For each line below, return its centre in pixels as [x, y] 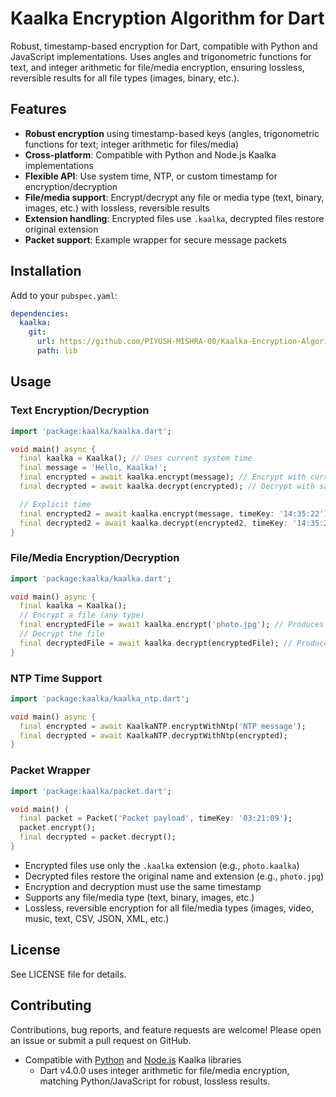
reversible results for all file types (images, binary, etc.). [125, 78]
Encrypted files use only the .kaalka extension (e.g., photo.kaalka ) [162, 865]
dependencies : [40, 313]
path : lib [57, 351]
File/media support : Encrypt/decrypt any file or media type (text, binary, [174, 197]
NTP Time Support [56, 678]
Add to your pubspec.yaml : [64, 295]
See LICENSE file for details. [68, 974]
